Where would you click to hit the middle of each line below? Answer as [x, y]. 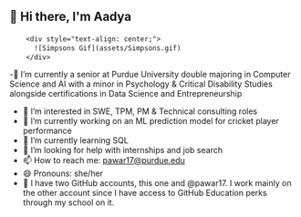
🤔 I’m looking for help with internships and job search [123, 150]
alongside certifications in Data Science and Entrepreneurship [126, 93]
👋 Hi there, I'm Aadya [71, 17]
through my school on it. [68, 202]
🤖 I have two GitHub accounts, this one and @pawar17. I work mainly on [157, 182]
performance [47, 130]
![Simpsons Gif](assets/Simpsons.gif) [107, 48]
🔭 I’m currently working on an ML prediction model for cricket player [151, 120]
